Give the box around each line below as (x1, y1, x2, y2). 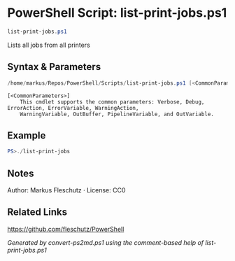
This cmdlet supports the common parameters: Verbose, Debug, (20, 98, 205, 106)
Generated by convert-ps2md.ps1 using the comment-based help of (7, 238, 204, 246)
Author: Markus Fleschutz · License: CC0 (7, 186, 126, 194)
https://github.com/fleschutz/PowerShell (7, 225, 124, 233)
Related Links (7, 206, 68, 218)
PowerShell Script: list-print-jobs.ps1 (7, 5, 227, 21)
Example (7, 129, 46, 141)
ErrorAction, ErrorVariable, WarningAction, (7, 104, 139, 111)
